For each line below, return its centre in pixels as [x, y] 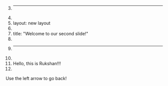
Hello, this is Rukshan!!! [37, 63]
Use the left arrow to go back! [36, 78]
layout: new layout [32, 23]
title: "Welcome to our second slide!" [51, 34]
